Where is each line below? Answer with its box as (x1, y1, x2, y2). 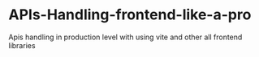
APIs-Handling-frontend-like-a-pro (8, 6, 252, 24)
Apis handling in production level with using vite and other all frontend (8, 32, 243, 42)
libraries (8, 40, 36, 50)
